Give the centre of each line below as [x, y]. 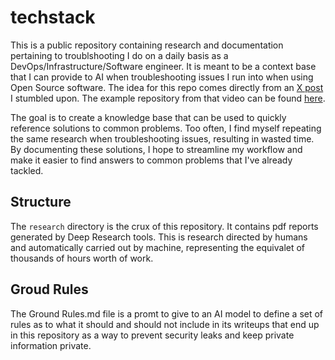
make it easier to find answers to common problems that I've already [151, 160]
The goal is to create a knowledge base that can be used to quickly [148, 117]
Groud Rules [49, 289]
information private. [51, 345]
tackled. [27, 170]
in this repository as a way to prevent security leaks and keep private [152, 335]
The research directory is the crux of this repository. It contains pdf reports [164, 226]
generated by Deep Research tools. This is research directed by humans [159, 237]
